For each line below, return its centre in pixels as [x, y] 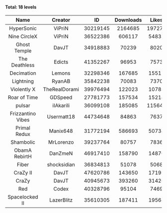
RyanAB [61, 81]
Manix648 [61, 131]
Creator [61, 20]
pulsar [23, 106]
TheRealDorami [61, 90]
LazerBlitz [61, 200]
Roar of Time [23, 98]
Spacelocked [23, 197]
